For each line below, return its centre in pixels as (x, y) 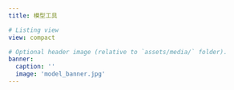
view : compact (32, 37)
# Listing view (34, 30)
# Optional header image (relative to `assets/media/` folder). (118, 52)
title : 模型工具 (33, 16)
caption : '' (36, 67)
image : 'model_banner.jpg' (61, 74)
